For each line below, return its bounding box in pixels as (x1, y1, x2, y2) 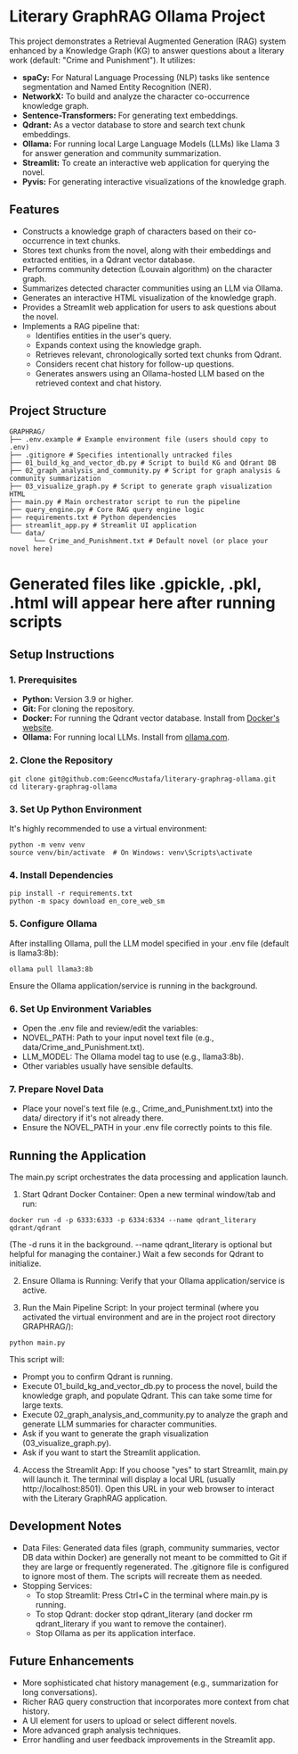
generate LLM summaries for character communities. (21, 1419, 218, 1429)
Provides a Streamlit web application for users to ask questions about (21, 302, 278, 312)
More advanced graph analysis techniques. (21, 1725, 181, 1735)
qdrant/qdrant (9, 1224, 62, 1233)
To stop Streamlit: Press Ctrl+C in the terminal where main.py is (35, 1590, 269, 1601)
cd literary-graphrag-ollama (9, 782, 117, 791)
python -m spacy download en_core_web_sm (9, 897, 165, 906)
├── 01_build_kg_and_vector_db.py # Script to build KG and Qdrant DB (9, 458, 277, 467)
